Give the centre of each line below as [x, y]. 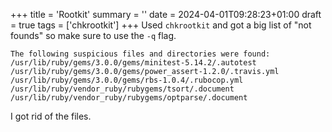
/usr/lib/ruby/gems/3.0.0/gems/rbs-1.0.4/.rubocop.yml [127, 80]
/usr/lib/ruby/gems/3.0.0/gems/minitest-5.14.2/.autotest [133, 63]
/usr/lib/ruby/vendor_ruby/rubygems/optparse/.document [129, 98]
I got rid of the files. [51, 116]
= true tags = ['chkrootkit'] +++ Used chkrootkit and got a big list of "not [161, 25]
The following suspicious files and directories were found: [140, 54]
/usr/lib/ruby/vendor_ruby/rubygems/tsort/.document [122, 89]
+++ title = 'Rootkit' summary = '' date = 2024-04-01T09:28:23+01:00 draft [166, 14]
